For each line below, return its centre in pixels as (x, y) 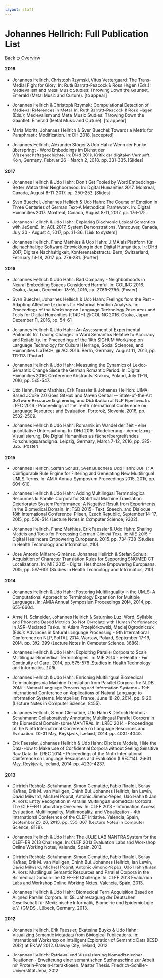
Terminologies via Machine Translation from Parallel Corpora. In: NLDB (83, 682)
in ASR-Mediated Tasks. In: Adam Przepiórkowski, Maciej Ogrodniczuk (83, 627)
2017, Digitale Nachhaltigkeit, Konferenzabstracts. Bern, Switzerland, (81, 252)
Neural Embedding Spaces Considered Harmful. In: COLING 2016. (78, 285)
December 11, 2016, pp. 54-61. (42, 320)
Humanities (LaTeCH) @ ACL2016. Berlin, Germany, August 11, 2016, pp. (84, 351)
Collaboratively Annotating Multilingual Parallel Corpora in (97, 718)
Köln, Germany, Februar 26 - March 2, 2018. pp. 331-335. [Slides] (78, 160)
